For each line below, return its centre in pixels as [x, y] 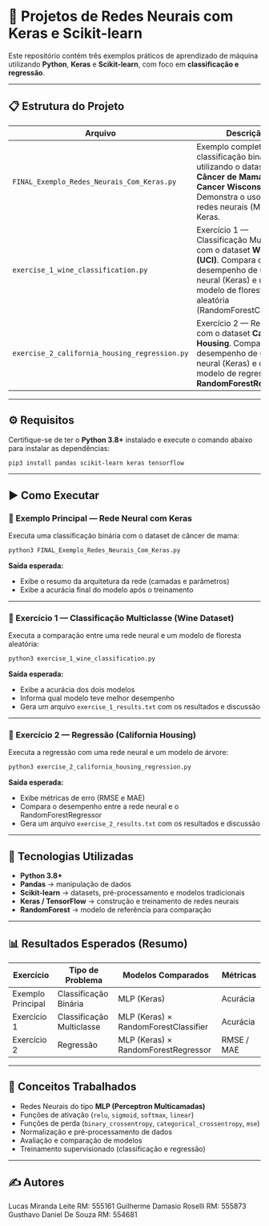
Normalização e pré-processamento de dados [96, 1131]
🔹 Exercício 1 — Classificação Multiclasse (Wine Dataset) [121, 618]
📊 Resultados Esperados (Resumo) [98, 943]
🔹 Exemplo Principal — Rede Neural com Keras [100, 518]
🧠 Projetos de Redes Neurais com [121, 16]
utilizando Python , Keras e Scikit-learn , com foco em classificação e [124, 64]
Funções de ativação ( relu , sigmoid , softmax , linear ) [107, 1114]
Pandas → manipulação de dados [76, 884]
